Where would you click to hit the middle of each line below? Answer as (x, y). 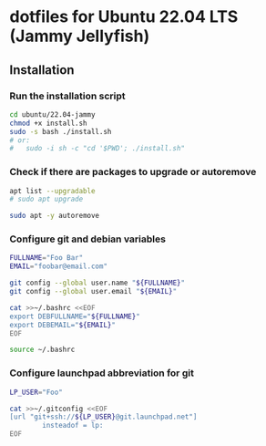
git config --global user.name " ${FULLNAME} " (97, 283)
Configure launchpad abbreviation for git (102, 373)
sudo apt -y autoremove (55, 216)
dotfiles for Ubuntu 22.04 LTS (124, 17)
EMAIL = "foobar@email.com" (58, 266)
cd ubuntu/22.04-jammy (52, 114)
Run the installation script (67, 96)
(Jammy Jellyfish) (80, 36)
